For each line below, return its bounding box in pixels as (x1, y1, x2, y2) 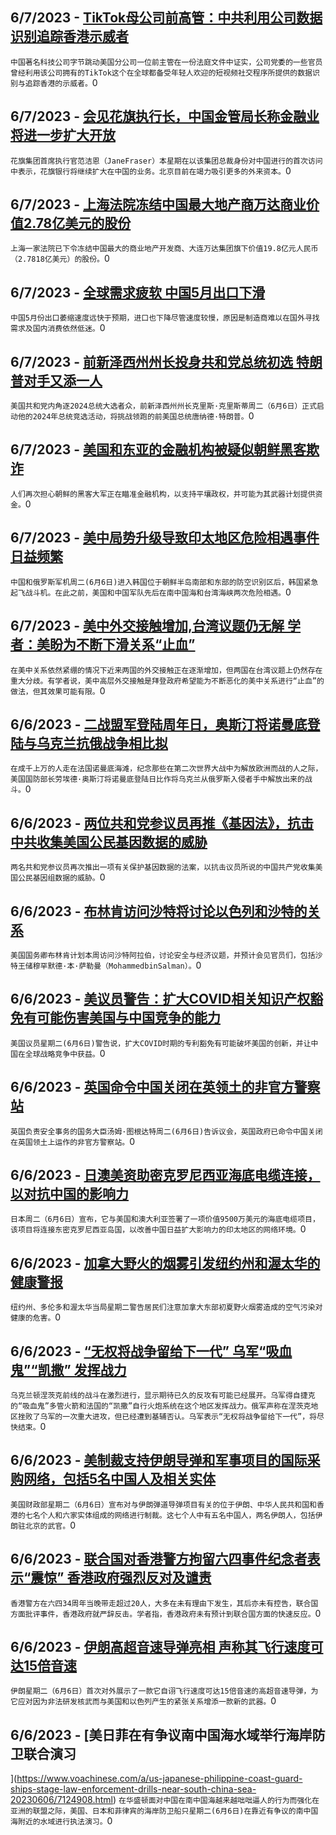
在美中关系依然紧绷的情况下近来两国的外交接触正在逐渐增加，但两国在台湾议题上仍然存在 (10, 665, 323, 675)
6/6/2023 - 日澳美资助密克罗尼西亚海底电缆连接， (10, 1166, 321, 1183)
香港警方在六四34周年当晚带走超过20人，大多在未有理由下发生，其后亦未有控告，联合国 (10, 1598, 319, 1608)
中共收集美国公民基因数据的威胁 (10, 833, 208, 850)
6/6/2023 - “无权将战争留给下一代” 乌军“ (10, 1343, 267, 1360)
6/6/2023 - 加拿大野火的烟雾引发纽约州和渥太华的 (10, 1254, 321, 1272)
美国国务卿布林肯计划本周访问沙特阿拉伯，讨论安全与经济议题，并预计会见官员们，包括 (10, 950, 316, 960)
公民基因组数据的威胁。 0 (17, 871, 106, 883)
